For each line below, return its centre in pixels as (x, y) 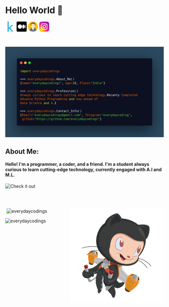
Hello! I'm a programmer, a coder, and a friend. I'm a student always (77, 164)
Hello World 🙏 (34, 10)
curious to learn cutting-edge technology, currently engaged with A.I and (83, 170)
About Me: (22, 151)
